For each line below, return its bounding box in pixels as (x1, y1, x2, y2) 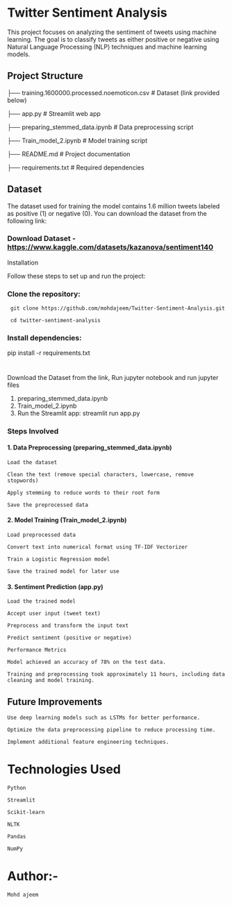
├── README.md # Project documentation (7, 149, 131, 158)
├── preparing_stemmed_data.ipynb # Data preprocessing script (7, 123, 194, 131)
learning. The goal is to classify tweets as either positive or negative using (7, 35, 219, 43)
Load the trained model (7, 598, 76, 605)
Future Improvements (7, 696, 103, 708)
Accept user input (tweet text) (7, 610, 101, 617)
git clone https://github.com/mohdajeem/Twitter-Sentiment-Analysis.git (10, 305, 226, 312)
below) (7, 96, 27, 104)
